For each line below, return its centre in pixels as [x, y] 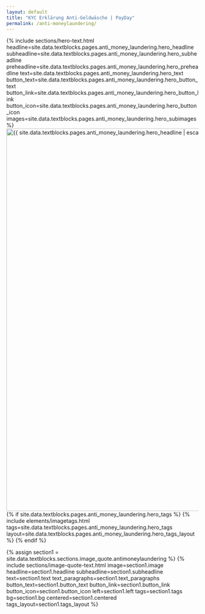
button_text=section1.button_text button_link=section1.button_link [88, 585]
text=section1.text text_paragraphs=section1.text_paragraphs [83, 578]
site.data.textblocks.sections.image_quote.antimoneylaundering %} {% [95, 559]
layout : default [27, 12]
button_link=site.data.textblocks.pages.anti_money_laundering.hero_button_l [103, 93]
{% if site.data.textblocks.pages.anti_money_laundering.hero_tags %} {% [98, 514]
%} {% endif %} [27, 541]
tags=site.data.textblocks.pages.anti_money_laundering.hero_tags [89, 528]
